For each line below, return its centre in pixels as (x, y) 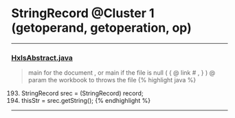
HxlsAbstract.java (42, 58)
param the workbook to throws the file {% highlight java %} (112, 80)
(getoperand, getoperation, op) (101, 28)
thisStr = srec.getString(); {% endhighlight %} (86, 101)
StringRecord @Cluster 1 (83, 13)
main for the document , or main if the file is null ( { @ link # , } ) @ (122, 73)
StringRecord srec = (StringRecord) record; (82, 93)
